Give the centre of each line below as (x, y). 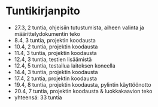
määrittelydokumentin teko (47, 33)
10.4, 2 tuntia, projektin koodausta (56, 47)
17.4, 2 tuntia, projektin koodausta (55, 78)
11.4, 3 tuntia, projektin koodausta (55, 53)
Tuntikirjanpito (43, 11)
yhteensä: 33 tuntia (38, 97)
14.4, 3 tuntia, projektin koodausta (56, 72)
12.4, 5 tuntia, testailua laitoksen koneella (65, 65)
